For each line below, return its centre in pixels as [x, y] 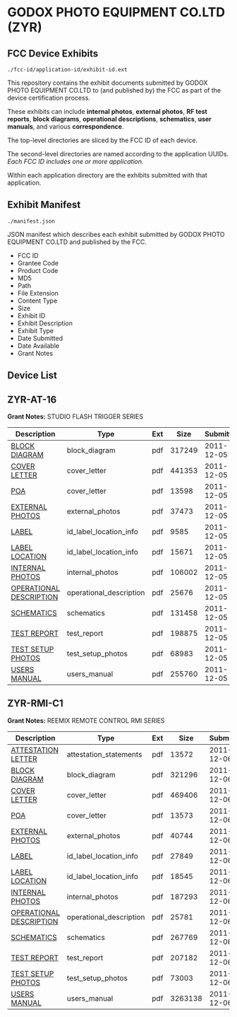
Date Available [38, 345]
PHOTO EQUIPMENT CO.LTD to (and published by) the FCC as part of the [114, 90]
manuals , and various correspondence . [66, 127]
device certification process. [49, 98]
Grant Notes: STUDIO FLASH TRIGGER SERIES [75, 417]
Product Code [38, 270]
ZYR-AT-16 [32, 399]
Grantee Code [38, 263]
